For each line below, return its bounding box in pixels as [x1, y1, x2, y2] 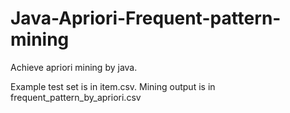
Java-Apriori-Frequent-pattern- [10, 7, 282, 30]
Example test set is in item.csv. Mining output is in [10, 80, 216, 92]
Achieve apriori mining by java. [10, 61, 138, 73]
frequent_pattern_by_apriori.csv [10, 91, 142, 103]
